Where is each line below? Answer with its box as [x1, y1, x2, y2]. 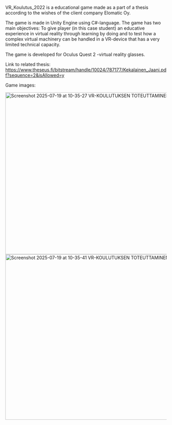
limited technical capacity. [5, 41, 60, 48]
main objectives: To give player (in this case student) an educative [5, 25, 145, 31]
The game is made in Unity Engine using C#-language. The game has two [5, 20, 161, 26]
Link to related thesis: [5, 61, 51, 67]
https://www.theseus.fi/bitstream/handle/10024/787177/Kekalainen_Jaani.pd [5, 67, 167, 73]
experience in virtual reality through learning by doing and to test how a [5, 31, 156, 36]
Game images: [5, 82, 36, 88]
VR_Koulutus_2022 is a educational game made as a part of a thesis [5, 5, 148, 10]
